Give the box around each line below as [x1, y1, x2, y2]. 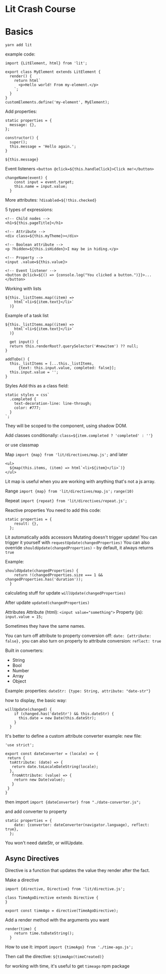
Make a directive [5, 877, 39, 883]
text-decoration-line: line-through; [14, 401, 92, 406]
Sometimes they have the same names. [5, 623, 86, 629]
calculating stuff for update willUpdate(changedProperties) [5, 590, 126, 596]
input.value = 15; [5, 614, 43, 620]
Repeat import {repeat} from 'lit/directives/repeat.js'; [5, 498, 127, 504]
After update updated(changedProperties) [5, 599, 90, 605]
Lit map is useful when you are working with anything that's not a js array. [5, 479, 156, 485]
